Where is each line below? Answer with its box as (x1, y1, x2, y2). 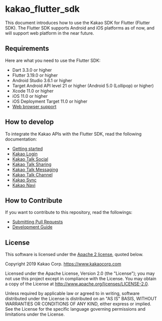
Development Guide (12, 224, 53, 230)
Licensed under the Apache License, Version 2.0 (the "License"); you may (5, 270, 155, 276)
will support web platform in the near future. (5, 30, 94, 36)
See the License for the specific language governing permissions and (5, 306, 146, 312)
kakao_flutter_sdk (5, 3, 80, 15)
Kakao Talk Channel (12, 172, 53, 177)
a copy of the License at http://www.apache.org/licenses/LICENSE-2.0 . (5, 281, 149, 287)
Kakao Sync (12, 177, 37, 183)
